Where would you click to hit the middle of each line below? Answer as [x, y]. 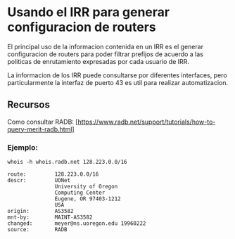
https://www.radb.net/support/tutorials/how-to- [146, 122]
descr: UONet [39, 181]
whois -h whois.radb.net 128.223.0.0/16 [68, 162]
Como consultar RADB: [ [43, 122]
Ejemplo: [23, 147]
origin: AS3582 [40, 212]
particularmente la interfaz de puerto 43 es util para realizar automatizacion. [118, 82]
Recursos [29, 105]
